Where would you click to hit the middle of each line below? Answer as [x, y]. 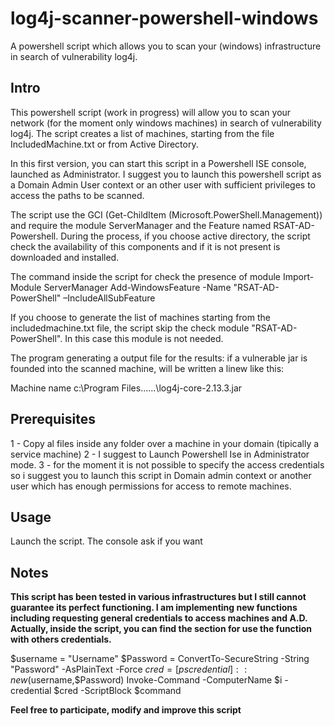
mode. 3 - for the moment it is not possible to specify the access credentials [167, 464]
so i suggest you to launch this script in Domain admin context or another [161, 475]
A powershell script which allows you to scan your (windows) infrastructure [166, 46]
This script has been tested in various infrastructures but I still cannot [158, 597]
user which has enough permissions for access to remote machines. [151, 486]
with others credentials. [61, 639]
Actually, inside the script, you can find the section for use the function [161, 629]
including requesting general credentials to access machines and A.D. [159, 618]
